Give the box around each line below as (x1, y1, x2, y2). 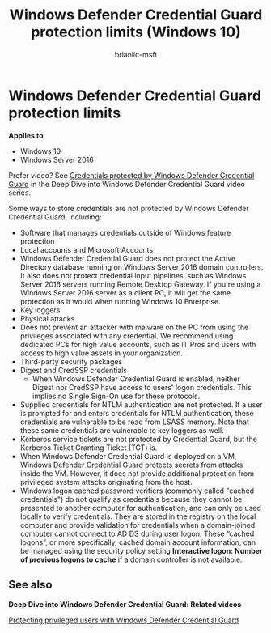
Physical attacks (19, 313, 75, 323)
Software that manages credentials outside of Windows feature (19, 227, 231, 237)
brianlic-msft (114, 49, 158, 59)
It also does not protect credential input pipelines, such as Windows (19, 270, 247, 280)
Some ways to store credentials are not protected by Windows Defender (8, 203, 249, 213)
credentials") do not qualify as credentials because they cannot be (19, 494, 243, 503)
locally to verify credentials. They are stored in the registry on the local (19, 512, 256, 521)
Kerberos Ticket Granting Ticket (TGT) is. (19, 443, 158, 452)
